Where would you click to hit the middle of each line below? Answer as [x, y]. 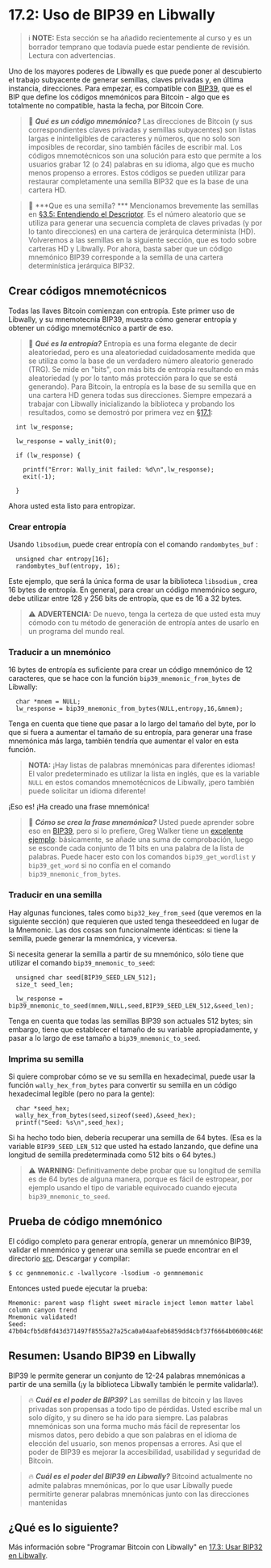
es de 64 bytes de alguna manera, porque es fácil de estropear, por [140, 1179]
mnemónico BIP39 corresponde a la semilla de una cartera [125, 257]
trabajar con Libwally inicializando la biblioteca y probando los [131, 404]
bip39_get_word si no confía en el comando [99, 865]
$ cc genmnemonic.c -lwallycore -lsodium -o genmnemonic [106, 1273]
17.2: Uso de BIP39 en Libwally [112, 15]
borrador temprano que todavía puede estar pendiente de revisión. [139, 47]
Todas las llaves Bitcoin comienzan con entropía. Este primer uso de [122, 311]
